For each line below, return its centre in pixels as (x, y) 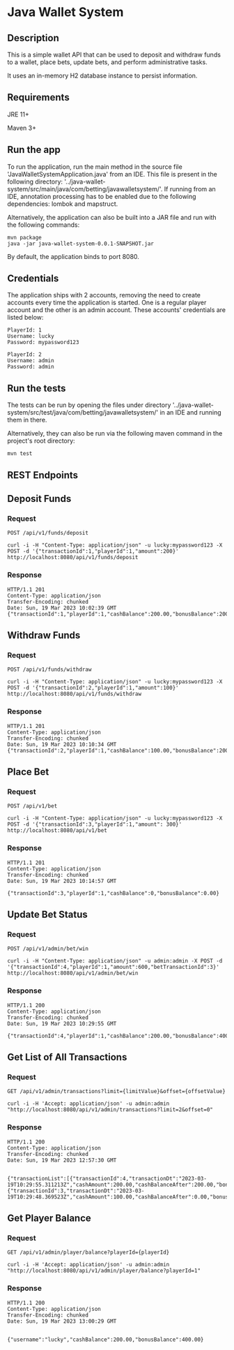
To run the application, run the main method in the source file (95, 166)
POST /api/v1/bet (32, 806)
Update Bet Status (48, 914)
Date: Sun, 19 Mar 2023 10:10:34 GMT (62, 744)
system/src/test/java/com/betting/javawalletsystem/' (83, 413)
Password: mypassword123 (43, 343)
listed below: (25, 318)
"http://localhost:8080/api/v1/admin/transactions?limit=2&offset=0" (110, 1110)
